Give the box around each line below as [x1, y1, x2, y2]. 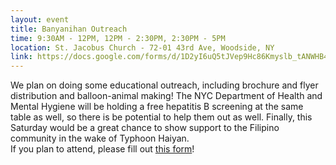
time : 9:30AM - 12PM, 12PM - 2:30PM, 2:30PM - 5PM [10, 33, 226, 43]
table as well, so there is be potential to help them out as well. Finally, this [10, 111, 313, 123]
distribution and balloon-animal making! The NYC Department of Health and [10, 90, 323, 102]
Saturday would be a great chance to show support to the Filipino [10, 122, 280, 134]
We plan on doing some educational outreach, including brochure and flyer [10, 79, 319, 91]
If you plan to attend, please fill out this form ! [10, 143, 195, 155]
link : [10, 52, 33, 62]
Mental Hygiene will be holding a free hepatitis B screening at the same [10, 101, 304, 113]
